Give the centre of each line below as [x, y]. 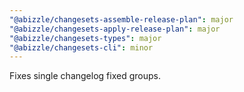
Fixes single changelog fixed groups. [85, 76]
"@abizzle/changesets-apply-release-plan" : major [115, 29]
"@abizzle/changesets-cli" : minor [81, 47]
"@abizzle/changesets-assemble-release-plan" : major [121, 19]
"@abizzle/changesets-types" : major [85, 38]
